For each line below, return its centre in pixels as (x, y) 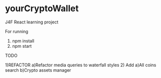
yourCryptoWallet (42, 9)
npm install (23, 41)
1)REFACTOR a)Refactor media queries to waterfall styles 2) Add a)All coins (81, 65)
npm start (22, 46)
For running (17, 31)
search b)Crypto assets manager (38, 70)
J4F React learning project (32, 22)
